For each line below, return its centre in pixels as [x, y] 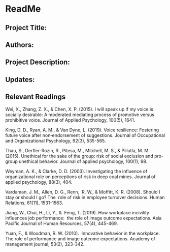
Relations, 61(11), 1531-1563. [34, 203]
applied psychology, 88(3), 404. [39, 182]
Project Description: [38, 62]
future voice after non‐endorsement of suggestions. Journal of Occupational [85, 135]
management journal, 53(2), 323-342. [45, 244]
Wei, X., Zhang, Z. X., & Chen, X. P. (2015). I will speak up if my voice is [79, 109]
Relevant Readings [36, 97]
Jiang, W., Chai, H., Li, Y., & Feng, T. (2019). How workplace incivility [77, 212]
